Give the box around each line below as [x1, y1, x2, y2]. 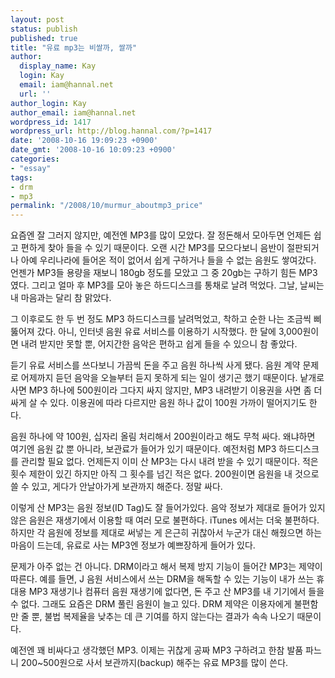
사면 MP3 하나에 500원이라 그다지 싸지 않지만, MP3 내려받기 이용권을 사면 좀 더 [10, 384, 323, 396]
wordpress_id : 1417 [10, 117, 92, 127]
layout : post [10, 14, 65, 25]
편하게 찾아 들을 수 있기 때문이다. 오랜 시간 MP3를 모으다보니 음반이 [20, 242, 285, 254]
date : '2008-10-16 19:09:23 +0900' [10, 136, 159, 146]
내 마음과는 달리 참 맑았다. [10, 292, 112, 304]
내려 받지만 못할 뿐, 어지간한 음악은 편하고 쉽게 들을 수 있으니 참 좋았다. [20, 338, 298, 350]
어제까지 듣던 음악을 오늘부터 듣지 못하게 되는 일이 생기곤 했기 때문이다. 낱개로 [20, 372, 325, 384]
